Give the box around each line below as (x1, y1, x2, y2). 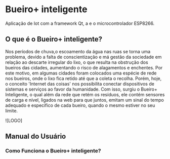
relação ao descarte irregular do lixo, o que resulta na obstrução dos (5, 59, 148, 65)
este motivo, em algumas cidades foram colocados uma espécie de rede (5, 70, 157, 76)
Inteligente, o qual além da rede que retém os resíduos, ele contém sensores (5, 91, 165, 97)
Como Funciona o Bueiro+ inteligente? (5, 147, 101, 154)
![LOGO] (5, 117, 23, 124)
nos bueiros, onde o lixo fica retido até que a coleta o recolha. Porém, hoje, (5, 75, 162, 82)
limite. (5, 107, 18, 113)
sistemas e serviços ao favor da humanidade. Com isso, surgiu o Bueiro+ (5, 86, 158, 92)
